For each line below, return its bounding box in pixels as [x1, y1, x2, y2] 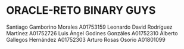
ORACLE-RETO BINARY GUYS [6, 4, 156, 17]
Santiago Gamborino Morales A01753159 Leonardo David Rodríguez [6, 23, 173, 30]
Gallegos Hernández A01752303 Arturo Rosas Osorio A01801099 [6, 36, 166, 43]
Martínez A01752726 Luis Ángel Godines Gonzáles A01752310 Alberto [6, 29, 178, 36]
